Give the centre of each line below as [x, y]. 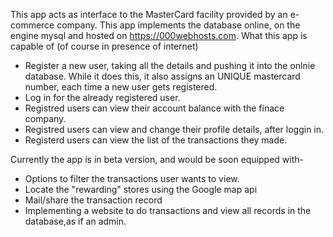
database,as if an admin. [75, 221]
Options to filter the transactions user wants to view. [132, 178]
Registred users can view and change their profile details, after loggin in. [174, 129]
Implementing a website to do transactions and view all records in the [168, 210]
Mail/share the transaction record [93, 200]
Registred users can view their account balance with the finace [154, 108]
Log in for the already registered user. [102, 97]
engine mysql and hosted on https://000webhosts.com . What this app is [159, 35]
